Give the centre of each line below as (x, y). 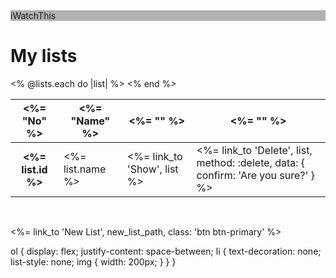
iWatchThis (33, 15)
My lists (44, 56)
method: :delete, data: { (251, 162)
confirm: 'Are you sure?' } (255, 175)
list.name (85, 169)
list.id (34, 169)
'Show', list (152, 169)
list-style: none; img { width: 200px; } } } (93, 261)
